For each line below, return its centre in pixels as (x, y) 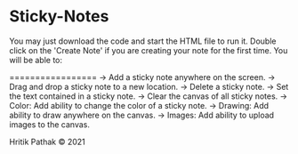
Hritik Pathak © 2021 (48, 142)
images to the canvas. (50, 124)
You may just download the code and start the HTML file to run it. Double (143, 41)
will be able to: (36, 60)
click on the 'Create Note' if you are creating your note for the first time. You (149, 50)
